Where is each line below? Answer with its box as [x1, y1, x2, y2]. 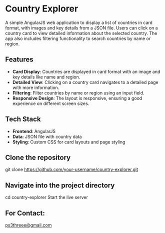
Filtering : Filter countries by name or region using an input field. [12, 89, 144, 95]
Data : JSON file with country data [12, 133, 82, 139]
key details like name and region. [12, 73, 80, 80]
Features [5, 55, 33, 64]
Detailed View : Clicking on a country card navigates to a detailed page [12, 79, 158, 85]
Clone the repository [5, 153, 71, 161]
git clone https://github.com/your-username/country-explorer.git [5, 166, 138, 172]
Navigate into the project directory [5, 181, 115, 189]
